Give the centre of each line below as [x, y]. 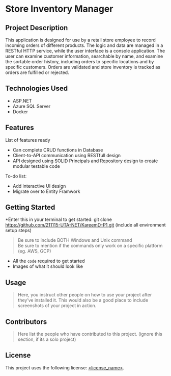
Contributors [26, 322]
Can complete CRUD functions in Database [58, 150]
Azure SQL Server [32, 106]
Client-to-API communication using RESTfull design [67, 155]
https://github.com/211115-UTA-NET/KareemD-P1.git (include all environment [85, 225]
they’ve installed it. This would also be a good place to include [83, 300]
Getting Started [30, 207]
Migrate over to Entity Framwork [46, 191]
